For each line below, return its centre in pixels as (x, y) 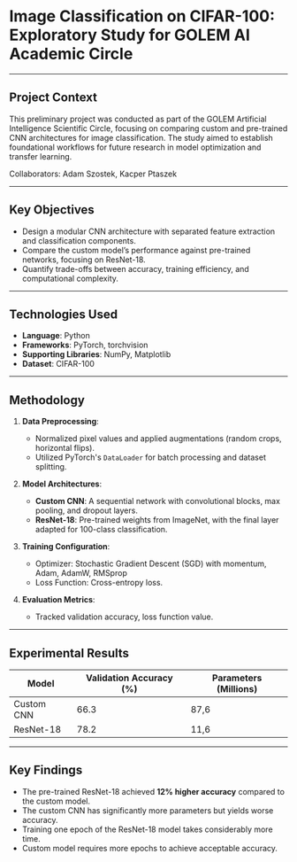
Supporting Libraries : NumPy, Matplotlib (96, 354)
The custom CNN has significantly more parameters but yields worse (148, 810)
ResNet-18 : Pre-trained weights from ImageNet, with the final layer (157, 520)
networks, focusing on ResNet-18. (84, 260)
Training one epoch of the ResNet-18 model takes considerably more (147, 829)
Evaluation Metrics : (58, 600)
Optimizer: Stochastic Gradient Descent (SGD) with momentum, (151, 563)
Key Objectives (52, 210)
